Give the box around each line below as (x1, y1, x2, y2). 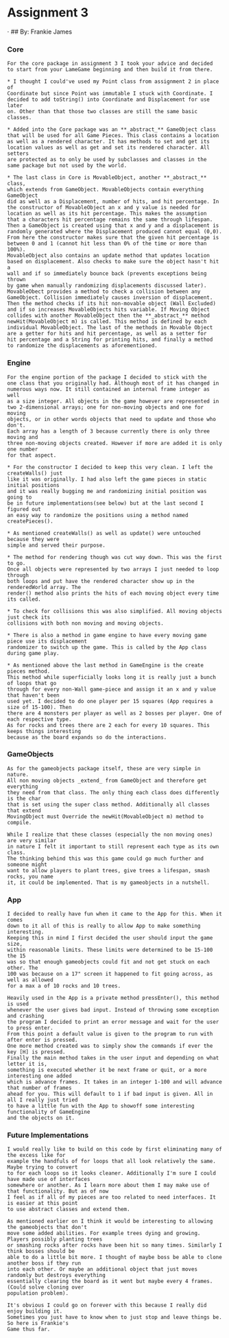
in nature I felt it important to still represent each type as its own (7, 843, 219, 850)
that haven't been (7, 691, 60, 699)
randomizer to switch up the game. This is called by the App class (7, 643, 207, 651)
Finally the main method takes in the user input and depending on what (7, 1055, 219, 1062)
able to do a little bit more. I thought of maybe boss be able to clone (7, 1254, 223, 1261)
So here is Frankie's (7, 1320, 69, 1327)
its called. (7, 595, 41, 603)
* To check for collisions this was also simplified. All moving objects (7, 608, 223, 614)
